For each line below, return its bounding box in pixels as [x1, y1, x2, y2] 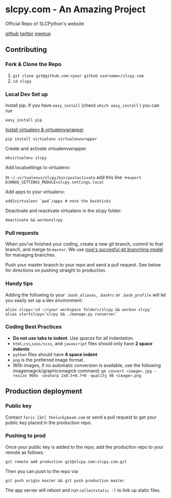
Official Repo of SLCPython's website [5, 20, 84, 27]
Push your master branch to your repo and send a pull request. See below [5, 262, 161, 268]
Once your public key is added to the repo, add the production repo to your [5, 444, 164, 450]
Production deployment [5, 387, 82, 396]
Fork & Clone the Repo [5, 60, 62, 68]
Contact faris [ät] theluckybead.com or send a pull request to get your [5, 414, 157, 420]
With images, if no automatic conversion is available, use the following [12, 362, 161, 368]
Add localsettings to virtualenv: [5, 164, 71, 170]
